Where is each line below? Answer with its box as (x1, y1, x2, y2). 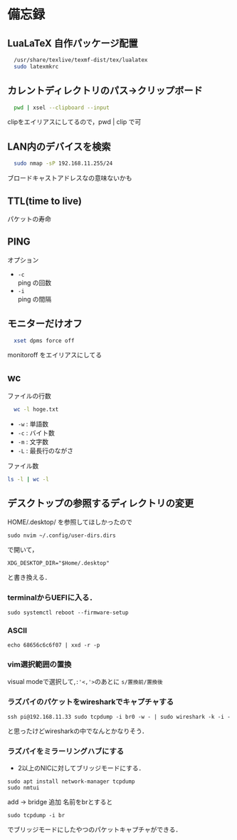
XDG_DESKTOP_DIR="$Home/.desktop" (7, 559, 110, 567)
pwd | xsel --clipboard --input (14, 104, 110, 111)
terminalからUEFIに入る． (7, 593, 98, 603)
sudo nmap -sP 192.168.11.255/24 (14, 160, 113, 168)
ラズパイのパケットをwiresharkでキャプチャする (7, 697, 174, 707)
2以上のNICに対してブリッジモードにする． (17, 764, 145, 772)
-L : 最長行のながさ (17, 446, 74, 455)
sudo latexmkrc (14, 63, 59, 70)
